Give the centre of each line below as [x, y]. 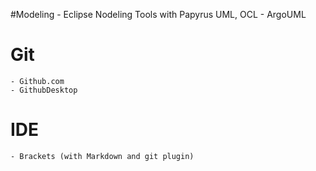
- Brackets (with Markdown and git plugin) [102, 156]
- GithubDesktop [44, 90]
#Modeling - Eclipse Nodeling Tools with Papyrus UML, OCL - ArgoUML [158, 14]
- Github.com [37, 81]
